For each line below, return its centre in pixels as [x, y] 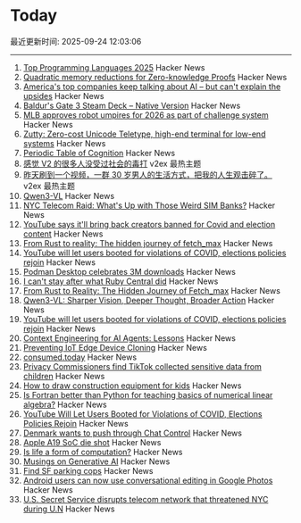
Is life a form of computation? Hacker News [103, 452]
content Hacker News [63, 234]
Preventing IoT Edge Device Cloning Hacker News [115, 347]
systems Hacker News [64, 143]
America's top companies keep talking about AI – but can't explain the [152, 87]
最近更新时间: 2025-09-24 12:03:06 [76, 41]
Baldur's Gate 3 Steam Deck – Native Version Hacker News [132, 105]
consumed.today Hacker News [80, 357]
